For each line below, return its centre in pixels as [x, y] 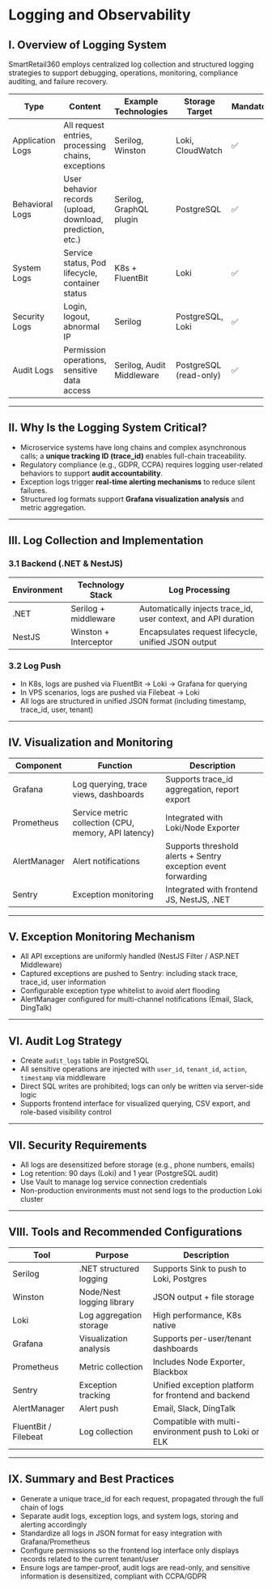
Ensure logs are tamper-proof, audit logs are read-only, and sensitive [135, 1567]
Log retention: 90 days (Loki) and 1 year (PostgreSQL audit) [119, 1174]
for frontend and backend [202, 1395]
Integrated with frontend [212, 889]
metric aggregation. [53, 507]
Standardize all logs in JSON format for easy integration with [121, 1533]
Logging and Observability [100, 15]
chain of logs [42, 1507]
